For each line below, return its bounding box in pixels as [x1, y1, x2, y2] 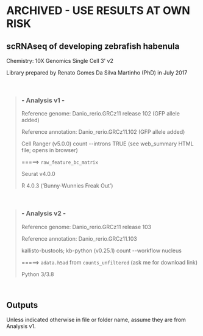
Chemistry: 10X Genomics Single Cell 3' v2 [6, 57, 114, 64]
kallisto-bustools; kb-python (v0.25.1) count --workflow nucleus [21, 247, 182, 254]
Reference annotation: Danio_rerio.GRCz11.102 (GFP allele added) [21, 128, 185, 136]
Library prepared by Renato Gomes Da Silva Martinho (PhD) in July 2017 [6, 69, 188, 76]
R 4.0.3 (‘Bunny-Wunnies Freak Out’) [21, 182, 113, 189]
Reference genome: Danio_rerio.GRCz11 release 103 [21, 223, 151, 230]
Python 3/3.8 [21, 270, 54, 278]
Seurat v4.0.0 [21, 170, 55, 178]
